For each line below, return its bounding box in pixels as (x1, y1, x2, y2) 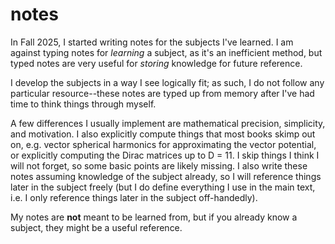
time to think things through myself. (10, 98, 157, 110)
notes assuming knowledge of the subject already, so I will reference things (10, 170, 322, 182)
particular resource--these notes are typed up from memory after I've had (10, 87, 315, 99)
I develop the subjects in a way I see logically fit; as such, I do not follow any (10, 76, 325, 88)
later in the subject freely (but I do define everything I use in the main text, (10, 181, 316, 193)
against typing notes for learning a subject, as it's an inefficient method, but (10, 46, 323, 58)
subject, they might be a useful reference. (10, 221, 183, 233)
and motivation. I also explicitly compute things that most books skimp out (10, 128, 316, 140)
